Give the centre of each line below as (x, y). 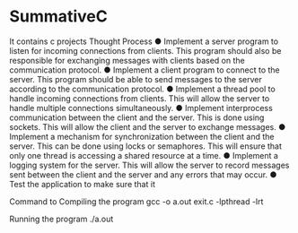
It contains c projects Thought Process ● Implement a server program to (144, 41)
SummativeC (58, 17)
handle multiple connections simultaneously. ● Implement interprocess (141, 108)
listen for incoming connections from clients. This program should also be (145, 50)
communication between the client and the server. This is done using (137, 117)
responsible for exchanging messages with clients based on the (127, 60)
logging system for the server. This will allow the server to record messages (149, 165)
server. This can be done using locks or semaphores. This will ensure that (146, 146)
